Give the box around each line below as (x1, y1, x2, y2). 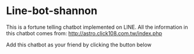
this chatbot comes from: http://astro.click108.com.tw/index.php (6, 29, 162, 36)
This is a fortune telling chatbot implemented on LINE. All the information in (6, 23, 189, 31)
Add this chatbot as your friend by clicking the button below (6, 41, 152, 48)
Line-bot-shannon (6, 4, 98, 18)
